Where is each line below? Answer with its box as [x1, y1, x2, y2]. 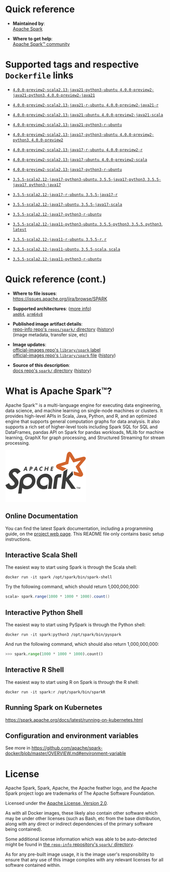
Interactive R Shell [5, 666, 64, 674]
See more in [5, 745, 30, 751]
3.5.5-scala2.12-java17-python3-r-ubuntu [12, 212, 101, 217]
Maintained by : [12, 20, 45, 26]
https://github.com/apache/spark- [31, 745, 103, 751]
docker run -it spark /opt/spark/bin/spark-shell [5, 575, 113, 580]
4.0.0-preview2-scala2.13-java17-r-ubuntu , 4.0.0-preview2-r [12, 146, 143, 152]
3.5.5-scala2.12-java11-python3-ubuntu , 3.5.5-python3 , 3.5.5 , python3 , [12, 221, 163, 227]
